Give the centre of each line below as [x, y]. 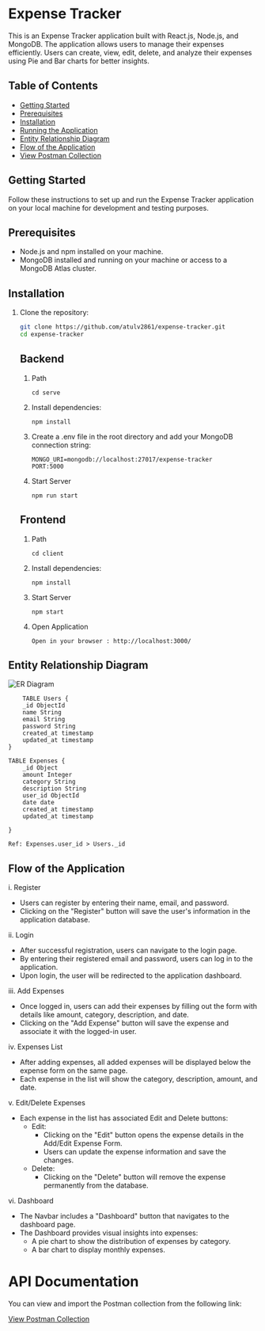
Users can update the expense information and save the [135, 1152]
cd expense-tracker [52, 335]
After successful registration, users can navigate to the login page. [128, 950]
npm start [48, 612]
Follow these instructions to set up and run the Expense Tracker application [131, 200]
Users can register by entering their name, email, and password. [124, 903]
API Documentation [74, 1282]
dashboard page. [47, 1225]
